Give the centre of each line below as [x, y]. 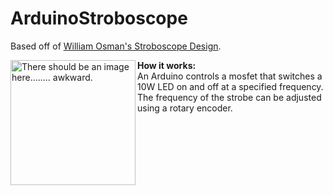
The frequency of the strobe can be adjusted [229, 97]
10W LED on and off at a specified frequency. [230, 86]
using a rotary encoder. [185, 108]
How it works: [167, 65]
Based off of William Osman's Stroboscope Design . [116, 46]
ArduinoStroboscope [99, 18]
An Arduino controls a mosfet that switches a [230, 76]
